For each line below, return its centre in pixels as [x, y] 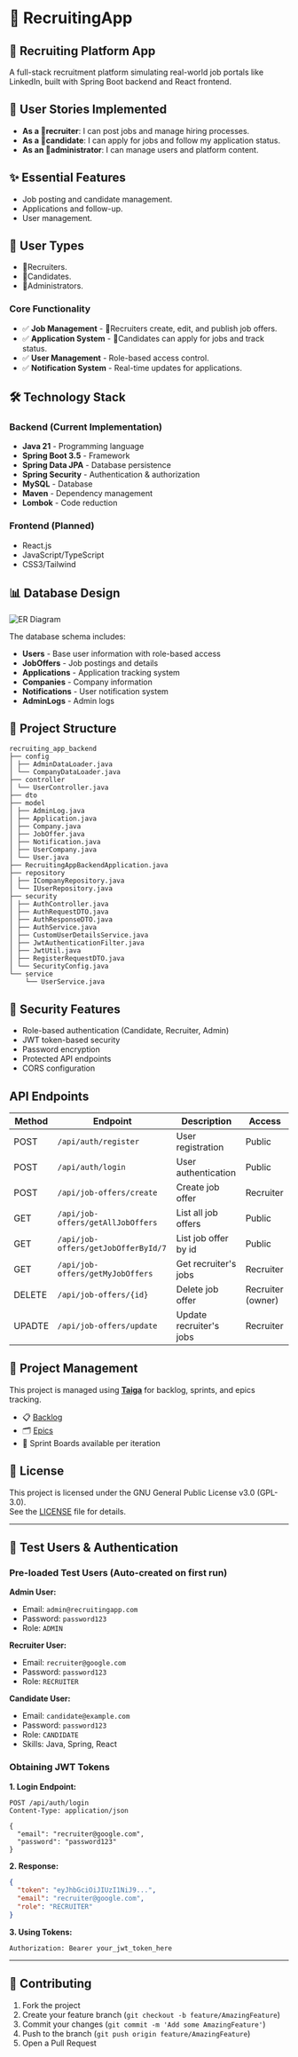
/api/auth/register [98, 1141]
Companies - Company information [87, 682]
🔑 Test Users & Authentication [94, 1547]
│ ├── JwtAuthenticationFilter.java [77, 943]
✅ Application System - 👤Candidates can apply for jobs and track [143, 338]
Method [31, 1120]
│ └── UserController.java [59, 788]
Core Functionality [50, 309]
